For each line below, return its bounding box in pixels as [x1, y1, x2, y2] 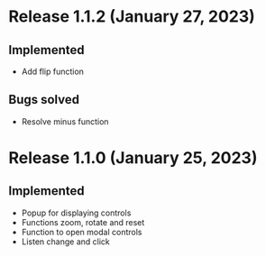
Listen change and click [21, 236, 110, 247]
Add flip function [21, 66, 85, 77]
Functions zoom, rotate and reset [21, 216, 145, 227]
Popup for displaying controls [21, 207, 132, 218]
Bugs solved [8, 92, 80, 107]
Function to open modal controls [21, 226, 142, 237]
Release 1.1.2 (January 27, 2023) [8, 6, 256, 27]
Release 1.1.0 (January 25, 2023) [8, 148, 258, 168]
